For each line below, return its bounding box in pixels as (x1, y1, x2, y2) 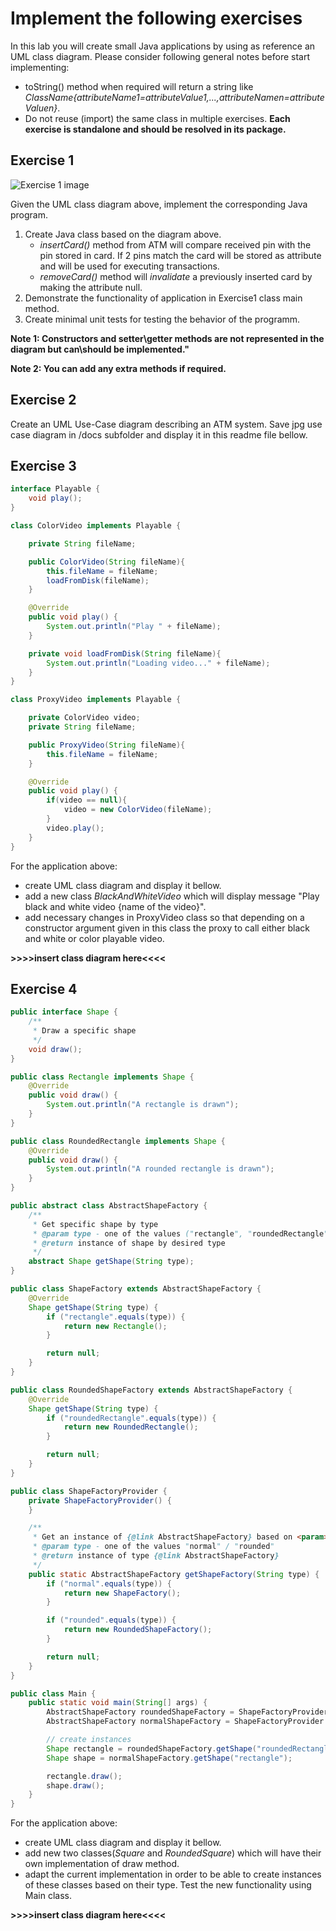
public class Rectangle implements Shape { (10, 1072, 195, 1082)
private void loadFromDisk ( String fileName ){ (28, 648, 222, 659)
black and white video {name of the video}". (24, 900, 207, 912)
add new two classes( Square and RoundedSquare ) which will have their (24, 1847, 322, 1859)
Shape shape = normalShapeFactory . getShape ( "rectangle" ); (46, 1753, 293, 1763)
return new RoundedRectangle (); (63, 1422, 199, 1432)
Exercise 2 (10, 392, 77, 409)
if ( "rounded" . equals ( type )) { (46, 1615, 177, 1626)
